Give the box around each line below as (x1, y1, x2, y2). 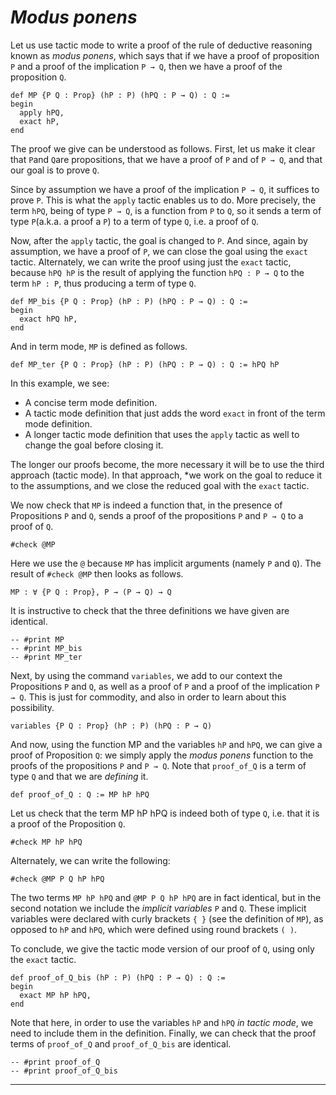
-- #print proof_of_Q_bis (10, 1066, 118, 1076)
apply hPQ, (19, 107, 65, 118)
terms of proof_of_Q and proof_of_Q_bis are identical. (10, 1037, 232, 1050)
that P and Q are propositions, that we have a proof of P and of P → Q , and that (10, 153, 323, 165)
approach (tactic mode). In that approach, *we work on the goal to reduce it (10, 469, 323, 481)
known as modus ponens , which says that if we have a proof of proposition (10, 49, 320, 61)
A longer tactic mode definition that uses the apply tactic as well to (24, 428, 300, 440)
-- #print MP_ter (10, 652, 83, 662)
